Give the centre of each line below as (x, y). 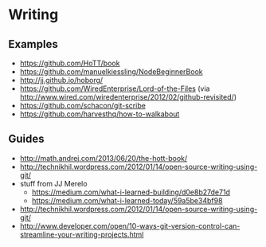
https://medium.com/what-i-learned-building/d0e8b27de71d (131, 192)
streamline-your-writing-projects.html (82, 234)
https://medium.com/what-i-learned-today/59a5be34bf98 (127, 200)
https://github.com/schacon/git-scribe (82, 106)
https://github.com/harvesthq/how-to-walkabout (100, 114)
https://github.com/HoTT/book (70, 63)
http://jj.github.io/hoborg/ (61, 80)
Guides (27, 139)
